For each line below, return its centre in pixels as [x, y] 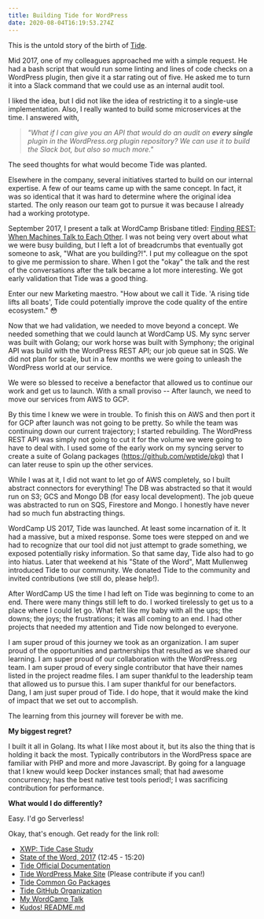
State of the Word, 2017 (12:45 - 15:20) [82, 857]
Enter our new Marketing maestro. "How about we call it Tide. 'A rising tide [129, 293]
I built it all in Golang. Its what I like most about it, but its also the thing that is [132, 746]
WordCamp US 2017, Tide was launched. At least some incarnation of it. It [127, 528]
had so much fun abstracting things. [67, 513]
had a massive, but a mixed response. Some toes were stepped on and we [128, 536]
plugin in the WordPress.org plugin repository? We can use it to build [138, 141]
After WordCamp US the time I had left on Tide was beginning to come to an [131, 593]
